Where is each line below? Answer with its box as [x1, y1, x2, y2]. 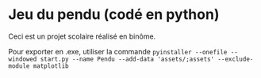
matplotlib [33, 61, 69, 70]
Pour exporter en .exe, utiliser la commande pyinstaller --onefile [8, 46, 228, 56]
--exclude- [217, 55, 254, 63]
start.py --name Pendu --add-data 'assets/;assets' [40, 55, 215, 63]
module [8, 61, 30, 70]
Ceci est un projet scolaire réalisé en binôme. [8, 32, 156, 41]
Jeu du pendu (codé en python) [8, 6, 220, 24]
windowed [8, 55, 37, 63]
